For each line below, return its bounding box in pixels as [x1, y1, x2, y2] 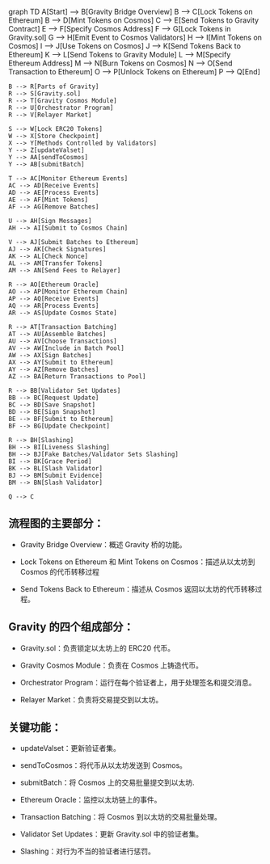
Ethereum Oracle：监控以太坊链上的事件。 [19, 795, 162, 805]
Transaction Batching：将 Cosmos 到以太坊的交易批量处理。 [19, 812, 222, 822]
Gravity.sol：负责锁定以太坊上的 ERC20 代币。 [19, 643, 175, 653]
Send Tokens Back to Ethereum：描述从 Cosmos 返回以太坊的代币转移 [19, 584, 255, 593]
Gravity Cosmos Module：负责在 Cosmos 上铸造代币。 [19, 660, 204, 670]
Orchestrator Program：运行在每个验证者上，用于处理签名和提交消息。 [19, 677, 256, 687]
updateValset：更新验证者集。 [19, 744, 121, 753]
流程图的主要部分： [8, 516, 104, 530]
